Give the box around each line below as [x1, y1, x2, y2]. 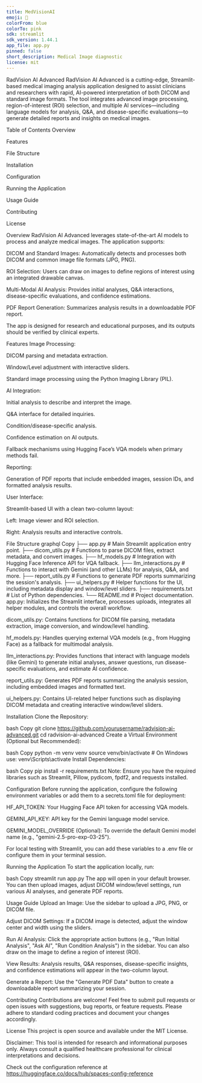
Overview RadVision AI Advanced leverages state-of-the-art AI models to [6, 231, 189, 238]
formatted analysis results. [6, 481, 72, 489]
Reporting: [6, 463, 33, 471]
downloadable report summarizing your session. [6, 985, 127, 992]
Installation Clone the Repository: [6, 713, 89, 720]
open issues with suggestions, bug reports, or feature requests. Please [6, 1003, 183, 1010]
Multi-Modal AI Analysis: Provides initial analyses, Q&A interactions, [6, 286, 174, 293]
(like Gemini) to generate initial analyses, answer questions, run [6, 659, 164, 666]
